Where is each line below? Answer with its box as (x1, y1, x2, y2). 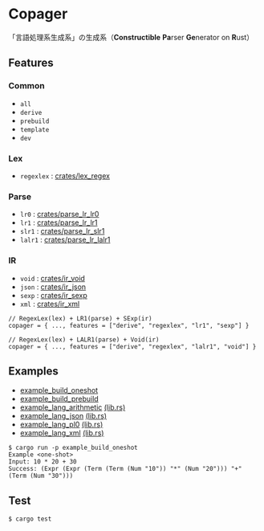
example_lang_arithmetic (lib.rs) (19, 402, 126, 412)
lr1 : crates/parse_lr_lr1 (19, 218, 98, 227)
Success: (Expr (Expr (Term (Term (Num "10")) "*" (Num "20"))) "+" (8, 465, 242, 473)
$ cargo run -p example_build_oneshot (8, 443, 138, 452)
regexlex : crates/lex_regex (19, 170, 111, 181)
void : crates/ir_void (19, 273, 86, 283)
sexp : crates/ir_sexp (19, 290, 88, 300)
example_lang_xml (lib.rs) (19, 428, 104, 438)
